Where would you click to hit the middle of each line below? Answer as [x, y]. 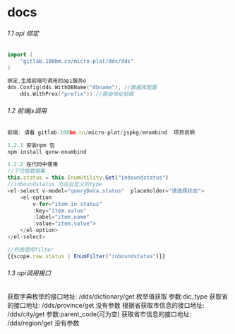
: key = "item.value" [60, 211]
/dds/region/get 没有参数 [43, 323]
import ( [20, 55]
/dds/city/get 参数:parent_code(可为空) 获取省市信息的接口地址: [100, 314]
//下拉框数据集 [26, 171]
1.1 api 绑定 [23, 33]
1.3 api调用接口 [29, 273]
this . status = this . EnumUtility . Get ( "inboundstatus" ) [88, 178]
